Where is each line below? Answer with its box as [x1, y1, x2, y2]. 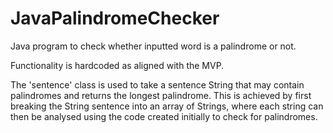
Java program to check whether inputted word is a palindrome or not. [10, 40, 297, 52]
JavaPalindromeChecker [10, 7, 220, 30]
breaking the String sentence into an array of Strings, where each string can [10, 100, 324, 112]
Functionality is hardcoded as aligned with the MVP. [10, 59, 225, 71]
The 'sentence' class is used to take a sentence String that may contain [10, 78, 305, 91]
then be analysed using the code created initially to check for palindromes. [10, 110, 318, 122]
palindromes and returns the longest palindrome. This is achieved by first [10, 89, 312, 101]
